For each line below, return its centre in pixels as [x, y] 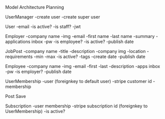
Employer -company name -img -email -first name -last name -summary [80, 36]
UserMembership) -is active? [35, 111]
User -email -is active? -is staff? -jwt [43, 26]
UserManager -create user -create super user [53, 17]
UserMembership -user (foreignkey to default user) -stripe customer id [78, 81]
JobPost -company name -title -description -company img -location [75, 51]
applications [18, 41]
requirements [19, 56]
